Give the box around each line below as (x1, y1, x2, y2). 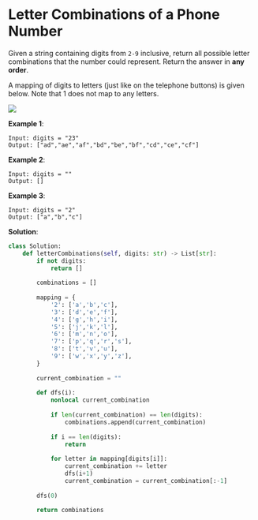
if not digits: (36, 256, 87, 265)
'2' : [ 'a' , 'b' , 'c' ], (50, 301, 118, 309)
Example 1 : (8, 118, 44, 128)
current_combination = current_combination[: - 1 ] (64, 477, 227, 484)
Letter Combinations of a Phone (8, 6, 220, 24)
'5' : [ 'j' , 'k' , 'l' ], (50, 323, 118, 331)
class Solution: (8, 242, 62, 250)
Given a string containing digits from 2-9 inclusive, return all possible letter (8, 48, 250, 58)
